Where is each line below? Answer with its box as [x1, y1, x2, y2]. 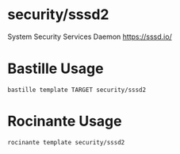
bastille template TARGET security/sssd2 [7, 86, 147, 94]
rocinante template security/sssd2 [7, 138, 125, 146]
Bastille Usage [7, 60, 104, 78]
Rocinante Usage [7, 113, 122, 130]
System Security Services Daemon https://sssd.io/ [7, 32, 172, 41]
